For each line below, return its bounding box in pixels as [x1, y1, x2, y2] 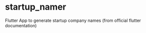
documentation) [5, 22, 37, 28]
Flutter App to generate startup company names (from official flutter [5, 17, 141, 23]
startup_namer [5, 1, 66, 13]
